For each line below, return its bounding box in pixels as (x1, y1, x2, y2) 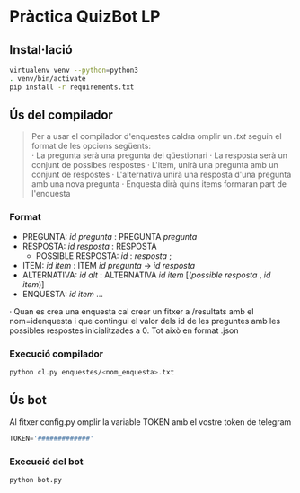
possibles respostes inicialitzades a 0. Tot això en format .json (9, 325, 239, 336)
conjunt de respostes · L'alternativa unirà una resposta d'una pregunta (31, 169, 292, 180)
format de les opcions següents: (31, 141, 151, 152)
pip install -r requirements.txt (9, 83, 135, 92)
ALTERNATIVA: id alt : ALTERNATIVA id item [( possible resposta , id (22, 269, 271, 280)
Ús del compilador (9, 108, 114, 123)
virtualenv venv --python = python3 (9, 66, 139, 75)
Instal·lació (9, 42, 74, 57)
